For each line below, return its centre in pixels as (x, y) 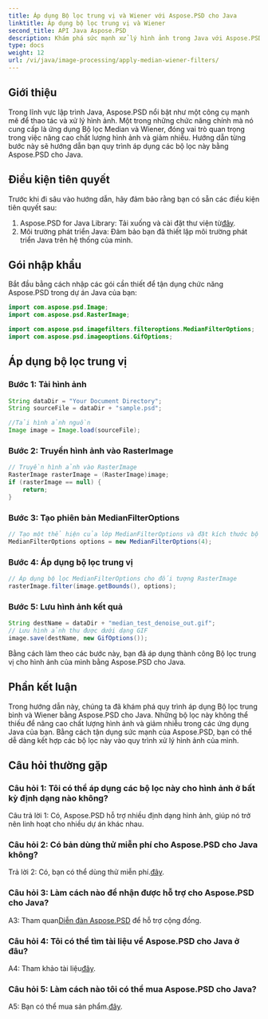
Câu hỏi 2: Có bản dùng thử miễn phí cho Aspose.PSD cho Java (133, 845)
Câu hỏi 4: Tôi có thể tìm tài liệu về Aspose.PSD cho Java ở (124, 941)
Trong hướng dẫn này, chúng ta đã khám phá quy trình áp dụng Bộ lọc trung (133, 706)
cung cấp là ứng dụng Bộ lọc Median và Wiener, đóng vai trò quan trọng (127, 129)
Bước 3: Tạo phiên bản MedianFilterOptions (94, 517)
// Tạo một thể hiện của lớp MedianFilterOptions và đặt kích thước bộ (134, 534)
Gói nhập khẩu (45, 265)
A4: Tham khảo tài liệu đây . (52, 969)
